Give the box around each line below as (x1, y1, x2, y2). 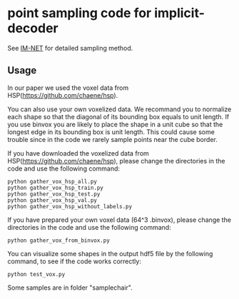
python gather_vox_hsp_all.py (7, 178, 98, 185)
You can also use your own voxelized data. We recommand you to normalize (7, 105, 232, 113)
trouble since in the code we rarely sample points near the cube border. (7, 135, 218, 143)
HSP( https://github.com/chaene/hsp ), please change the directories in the (7, 156, 225, 165)
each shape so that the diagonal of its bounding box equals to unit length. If (7, 112, 230, 121)
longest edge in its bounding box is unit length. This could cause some (7, 127, 215, 136)
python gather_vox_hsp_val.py (7, 196, 98, 204)
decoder (7, 20, 59, 36)
